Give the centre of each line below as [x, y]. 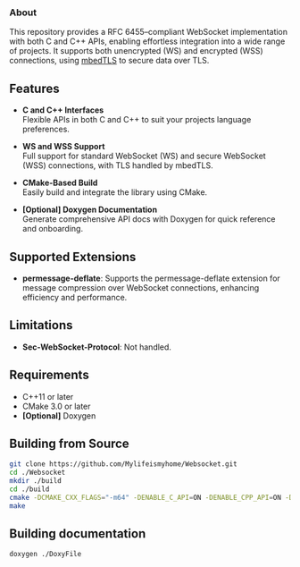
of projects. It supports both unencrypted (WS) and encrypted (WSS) [136, 51]
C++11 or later [48, 396]
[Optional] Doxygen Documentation [90, 210]
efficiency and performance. [75, 297]
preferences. [46, 129]
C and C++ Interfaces [63, 110]
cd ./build [29, 489]
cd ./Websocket [37, 473]
